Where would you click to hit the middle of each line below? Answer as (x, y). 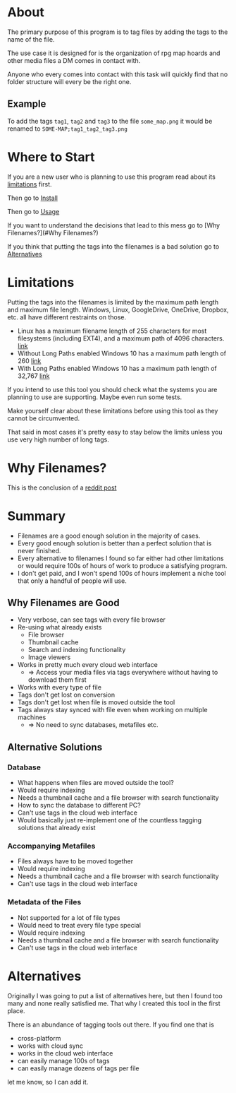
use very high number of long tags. (58, 439)
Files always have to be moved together (75, 861)
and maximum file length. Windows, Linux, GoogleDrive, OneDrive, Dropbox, (118, 309)
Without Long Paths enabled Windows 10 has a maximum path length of (122, 353)
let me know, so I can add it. (48, 1082)
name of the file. (31, 39)
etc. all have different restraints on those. (67, 317)
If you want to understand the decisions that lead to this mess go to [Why (114, 225)
